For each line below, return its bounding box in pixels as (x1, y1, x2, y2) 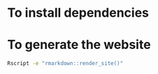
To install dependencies (7, 5, 149, 21)
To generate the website (7, 37, 152, 53)
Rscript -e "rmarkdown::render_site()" (7, 60, 124, 67)
